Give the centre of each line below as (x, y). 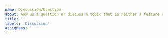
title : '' (15, 19)
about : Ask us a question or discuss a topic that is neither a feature (82, 14)
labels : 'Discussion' (28, 23)
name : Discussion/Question (33, 10)
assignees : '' (20, 28)
